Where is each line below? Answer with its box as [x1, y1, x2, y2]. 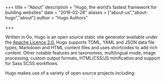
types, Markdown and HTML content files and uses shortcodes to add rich [5, 45, 158, 50]
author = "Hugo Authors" [36, 15, 88, 20]
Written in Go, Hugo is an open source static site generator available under [5, 34, 158, 40]
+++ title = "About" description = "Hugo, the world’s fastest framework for [5, 4, 158, 10]
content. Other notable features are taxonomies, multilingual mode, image [5, 50, 156, 56]
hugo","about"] [5, 15, 36, 20]
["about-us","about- [107, 9, 148, 15]
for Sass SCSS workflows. [5, 61, 59, 66]
